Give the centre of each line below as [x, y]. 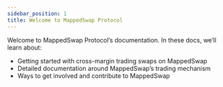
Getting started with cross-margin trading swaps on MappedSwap [112, 61]
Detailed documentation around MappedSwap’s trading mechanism [114, 68]
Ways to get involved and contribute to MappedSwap [94, 76]
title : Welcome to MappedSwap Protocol [65, 20]
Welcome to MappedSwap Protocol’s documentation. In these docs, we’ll [112, 40]
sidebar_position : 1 [37, 14]
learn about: [24, 47]
